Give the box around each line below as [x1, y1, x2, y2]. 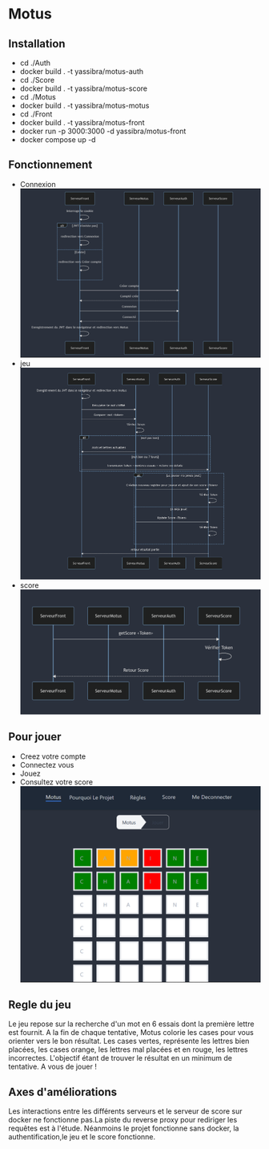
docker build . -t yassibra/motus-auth [19, 67, 144, 76]
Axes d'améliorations [8, 1085, 118, 1098]
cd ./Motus [19, 92, 56, 101]
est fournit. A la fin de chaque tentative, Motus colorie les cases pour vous [8, 1028, 254, 1037]
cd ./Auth [19, 58, 50, 67]
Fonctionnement [8, 158, 93, 172]
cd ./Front [19, 109, 53, 119]
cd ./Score [19, 75, 54, 84]
